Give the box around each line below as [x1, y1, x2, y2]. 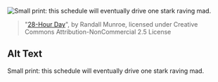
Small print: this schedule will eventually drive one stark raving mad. [7, 67, 205, 75]
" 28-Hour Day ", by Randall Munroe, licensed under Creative [24, 20, 198, 28]
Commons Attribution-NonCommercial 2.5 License [24, 28, 172, 36]
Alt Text [7, 48, 42, 60]
